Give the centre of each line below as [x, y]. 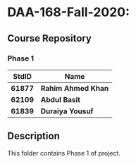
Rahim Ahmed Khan [75, 88]
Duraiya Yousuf [67, 111]
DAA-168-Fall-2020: [69, 12]
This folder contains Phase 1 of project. [64, 153]
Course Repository [49, 38]
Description [33, 136]
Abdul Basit [61, 99]
